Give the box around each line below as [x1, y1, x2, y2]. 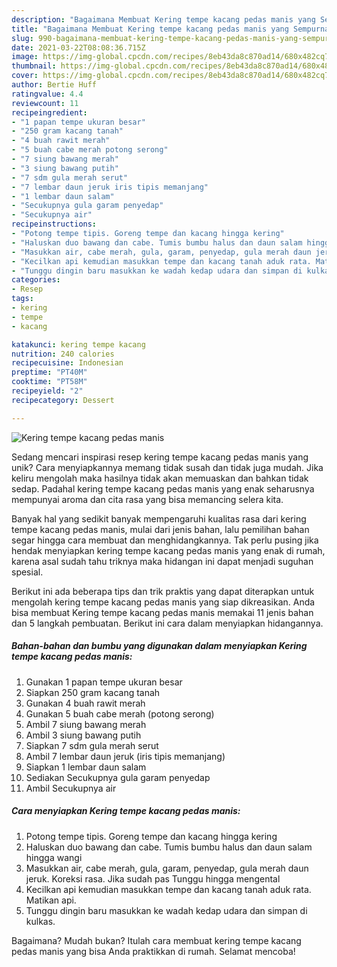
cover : [11, 71, 39, 81]
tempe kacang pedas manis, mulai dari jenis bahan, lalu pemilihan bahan [11, 523, 310, 535]
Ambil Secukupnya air [25, 782, 117, 794]
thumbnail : [11, 61, 57, 71]
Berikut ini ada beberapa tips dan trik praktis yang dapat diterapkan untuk [11, 585, 315, 597]
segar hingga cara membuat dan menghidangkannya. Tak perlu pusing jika [11, 534, 319, 546]
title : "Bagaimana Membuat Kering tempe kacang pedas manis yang [11, 24, 289, 34]
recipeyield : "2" [11, 386, 84, 396]
